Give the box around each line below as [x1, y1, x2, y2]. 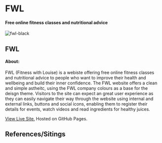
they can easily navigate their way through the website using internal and [5, 96, 154, 102]
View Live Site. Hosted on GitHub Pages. [5, 115, 88, 121]
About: [5, 59, 20, 65]
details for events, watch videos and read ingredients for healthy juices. [5, 106, 150, 112]
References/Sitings [5, 130, 65, 139]
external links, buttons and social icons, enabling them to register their [5, 101, 148, 107]
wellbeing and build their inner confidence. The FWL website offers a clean [5, 80, 158, 86]
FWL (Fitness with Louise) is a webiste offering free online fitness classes [5, 70, 154, 75]
